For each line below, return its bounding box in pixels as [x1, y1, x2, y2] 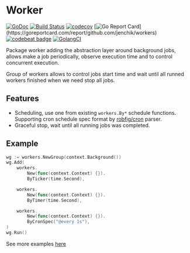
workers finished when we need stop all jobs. [6, 77, 115, 84]
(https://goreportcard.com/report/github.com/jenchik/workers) [6, 29, 157, 36]
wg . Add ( [6, 159, 25, 166]
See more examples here [6, 240, 66, 247]
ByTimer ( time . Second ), [27, 197, 82, 203]
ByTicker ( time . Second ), [27, 176, 85, 182]
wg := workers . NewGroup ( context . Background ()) [6, 154, 122, 160]
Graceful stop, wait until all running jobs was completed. [14, 121, 150, 129]
